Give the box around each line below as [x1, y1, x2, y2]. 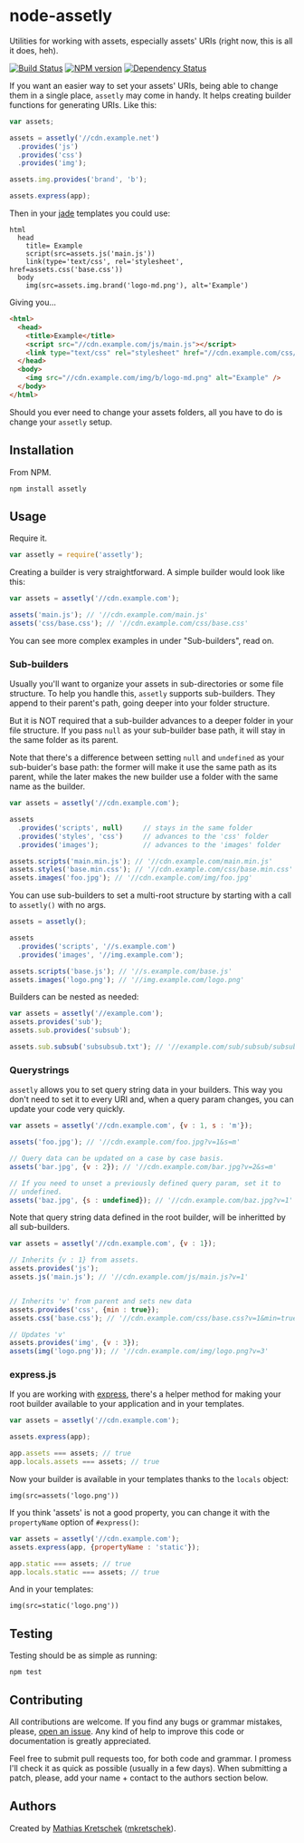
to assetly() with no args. [9, 900, 107, 911]
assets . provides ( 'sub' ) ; [9, 1018, 103, 1027]
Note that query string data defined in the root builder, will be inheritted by [9, 1212, 287, 1223]
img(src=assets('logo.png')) [9, 1491, 119, 1500]
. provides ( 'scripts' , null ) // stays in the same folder [17, 823, 253, 833]
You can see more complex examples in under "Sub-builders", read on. [9, 635, 274, 646]
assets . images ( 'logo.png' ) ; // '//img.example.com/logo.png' [9, 975, 245, 984]
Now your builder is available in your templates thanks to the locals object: [9, 1473, 290, 1484]
